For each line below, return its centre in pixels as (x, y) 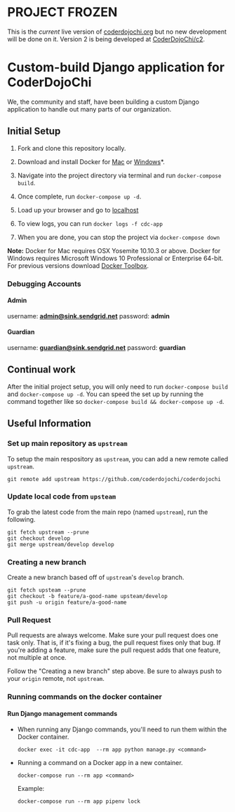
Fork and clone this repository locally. (72, 148)
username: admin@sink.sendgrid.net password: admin (88, 316)
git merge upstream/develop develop (61, 544)
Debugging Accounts (45, 283)
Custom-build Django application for (116, 68)
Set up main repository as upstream (67, 444)
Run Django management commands (62, 713)
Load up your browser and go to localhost (78, 210)
